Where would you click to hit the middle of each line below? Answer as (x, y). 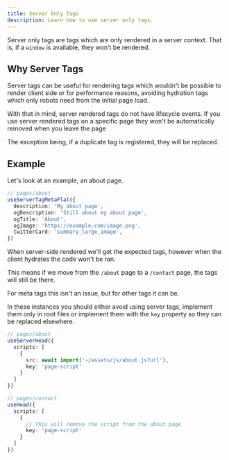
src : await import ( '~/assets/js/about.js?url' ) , (97, 360)
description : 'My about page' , (59, 206)
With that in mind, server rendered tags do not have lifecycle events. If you (114, 114)
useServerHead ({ (31, 341)
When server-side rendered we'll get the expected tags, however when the (114, 252)
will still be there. (31, 280)
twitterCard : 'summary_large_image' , (68, 232)
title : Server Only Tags (43, 14)
